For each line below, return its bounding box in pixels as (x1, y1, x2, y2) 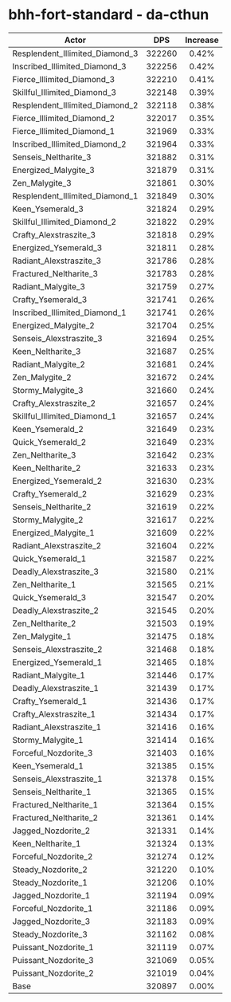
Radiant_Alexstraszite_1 (12, 721, 102, 733)
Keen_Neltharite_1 (12, 838, 81, 849)
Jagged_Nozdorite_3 (12, 915, 91, 926)
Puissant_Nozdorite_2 (12, 967, 94, 978)
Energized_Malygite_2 (12, 320, 96, 331)
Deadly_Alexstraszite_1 (12, 682, 100, 694)
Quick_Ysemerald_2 (12, 436, 87, 447)
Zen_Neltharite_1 (12, 579, 76, 590)
